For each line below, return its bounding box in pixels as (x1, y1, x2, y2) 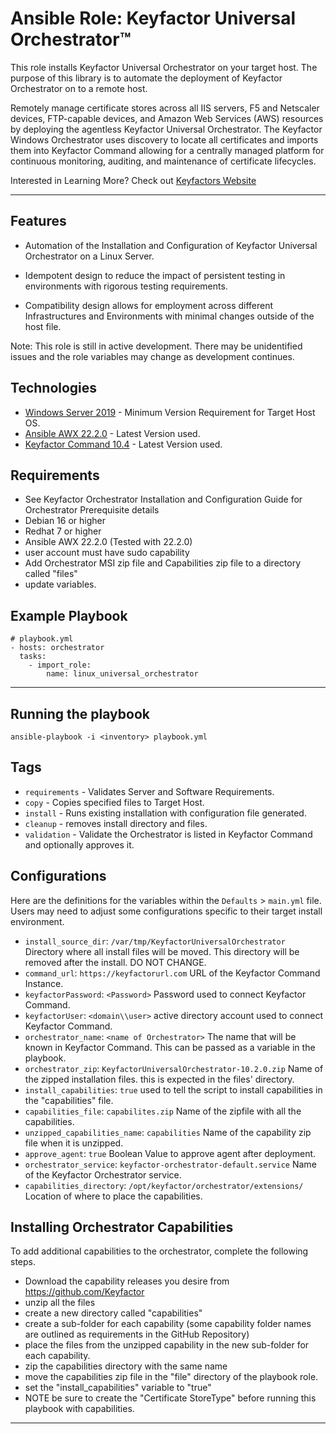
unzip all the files (24, 1297, 96, 1309)
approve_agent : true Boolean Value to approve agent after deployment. (24, 1147, 317, 1159)
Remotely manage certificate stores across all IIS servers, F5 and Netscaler (10, 102, 320, 114)
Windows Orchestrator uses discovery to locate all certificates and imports (10, 133, 319, 146)
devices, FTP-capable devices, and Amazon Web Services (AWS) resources (10, 112, 324, 124)
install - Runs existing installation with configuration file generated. (24, 807, 307, 819)
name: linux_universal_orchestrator (46, 669, 199, 679)
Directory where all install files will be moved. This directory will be (24, 945, 300, 957)
